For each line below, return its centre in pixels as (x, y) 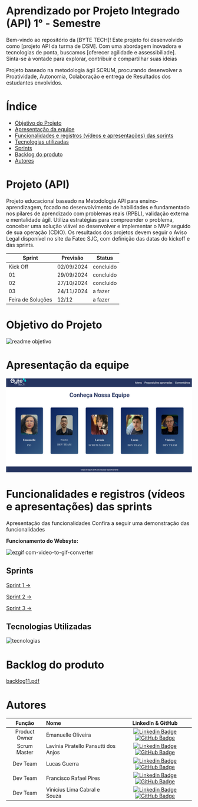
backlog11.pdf (23, 681)
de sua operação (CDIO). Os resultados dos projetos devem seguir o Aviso (97, 232)
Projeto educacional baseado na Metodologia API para (72, 201)
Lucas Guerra (63, 764)
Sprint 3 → (19, 608)
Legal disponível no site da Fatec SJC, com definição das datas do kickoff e (98, 238)
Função (25, 723)
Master (25, 753)
